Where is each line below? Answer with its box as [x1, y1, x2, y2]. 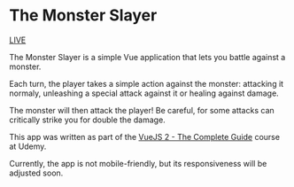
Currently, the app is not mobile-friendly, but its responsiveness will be [9, 158, 267, 168]
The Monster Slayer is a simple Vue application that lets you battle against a [9, 51, 286, 62]
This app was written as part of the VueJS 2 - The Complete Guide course [9, 131, 281, 142]
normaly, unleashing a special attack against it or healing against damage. [9, 88, 279, 98]
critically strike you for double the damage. [9, 114, 166, 125]
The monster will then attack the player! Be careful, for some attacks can [9, 105, 275, 115]
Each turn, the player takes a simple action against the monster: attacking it [9, 78, 284, 89]
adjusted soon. [9, 168, 64, 178]
